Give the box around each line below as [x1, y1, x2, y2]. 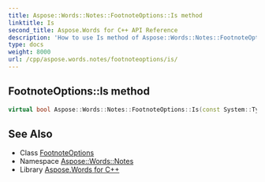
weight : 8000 [8, 48, 51, 56]
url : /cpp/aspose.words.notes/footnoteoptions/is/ [8, 56, 178, 64]
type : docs [8, 41, 44, 49]
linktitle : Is [8, 19, 55, 27]
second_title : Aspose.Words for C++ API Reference [8, 26, 178, 34]
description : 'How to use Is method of [8, 33, 140, 42]
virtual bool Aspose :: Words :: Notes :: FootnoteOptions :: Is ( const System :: [8, 106, 252, 113]
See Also [8, 127, 53, 140]
